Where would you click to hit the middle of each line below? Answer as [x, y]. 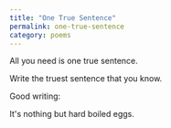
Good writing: [35, 96]
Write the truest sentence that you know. [86, 79]
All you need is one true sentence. [74, 61]
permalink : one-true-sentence [67, 27]
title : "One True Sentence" [63, 18]
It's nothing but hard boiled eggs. [72, 114]
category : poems [40, 35]
